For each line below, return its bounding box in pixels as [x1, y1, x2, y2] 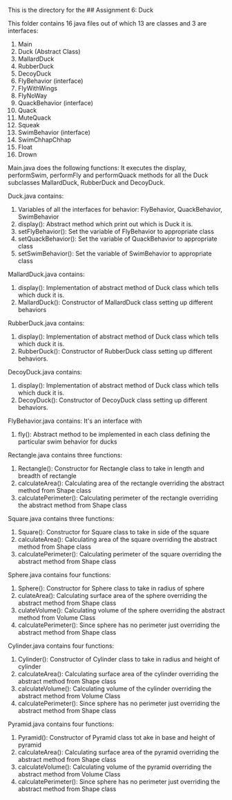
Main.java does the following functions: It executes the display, [8, 164, 186, 172]
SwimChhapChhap [17, 136, 72, 144]
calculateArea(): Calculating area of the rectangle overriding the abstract [17, 479, 225, 487]
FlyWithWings [17, 84, 58, 92]
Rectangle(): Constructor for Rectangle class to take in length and [17, 464, 204, 473]
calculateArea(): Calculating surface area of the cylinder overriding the [17, 670, 219, 678]
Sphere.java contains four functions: [8, 571, 111, 579]
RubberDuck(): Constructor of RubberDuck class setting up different [17, 347, 213, 355]
